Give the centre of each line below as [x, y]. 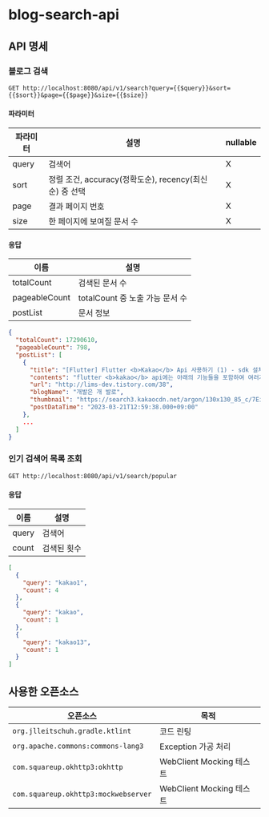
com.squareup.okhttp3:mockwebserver [82, 794]
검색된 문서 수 [102, 284]
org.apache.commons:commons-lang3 [78, 746]
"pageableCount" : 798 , [53, 348]
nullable [241, 143]
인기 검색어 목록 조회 [45, 459]
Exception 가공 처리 [195, 747]
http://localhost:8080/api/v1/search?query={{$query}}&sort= [126, 88]
